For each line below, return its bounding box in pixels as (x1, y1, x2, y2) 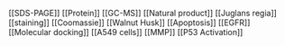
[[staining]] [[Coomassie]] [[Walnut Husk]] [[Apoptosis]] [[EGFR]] (8, 17, 251, 28)
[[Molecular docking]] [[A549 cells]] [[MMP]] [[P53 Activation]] (8, 27, 244, 37)
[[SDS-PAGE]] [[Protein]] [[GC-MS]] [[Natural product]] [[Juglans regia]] (8, 8, 277, 18)
